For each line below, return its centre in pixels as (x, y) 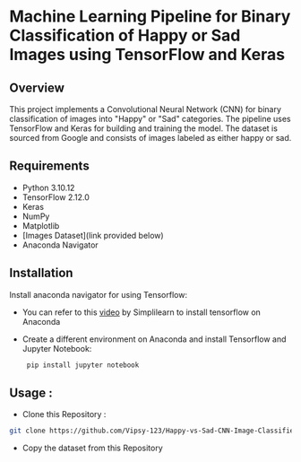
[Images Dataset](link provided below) (93, 235)
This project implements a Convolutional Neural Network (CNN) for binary (146, 109)
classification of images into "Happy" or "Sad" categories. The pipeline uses (150, 119)
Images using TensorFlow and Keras (147, 55)
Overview (37, 87)
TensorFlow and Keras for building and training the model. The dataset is (143, 128)
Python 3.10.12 (48, 187)
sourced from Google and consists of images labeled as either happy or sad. (150, 138)
